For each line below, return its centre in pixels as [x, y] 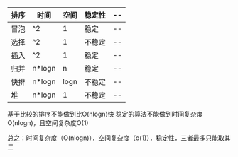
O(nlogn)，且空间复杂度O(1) [48, 123]
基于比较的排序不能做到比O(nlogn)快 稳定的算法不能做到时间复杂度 [105, 114]
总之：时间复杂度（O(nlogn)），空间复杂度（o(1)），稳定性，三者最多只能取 [116, 138]
